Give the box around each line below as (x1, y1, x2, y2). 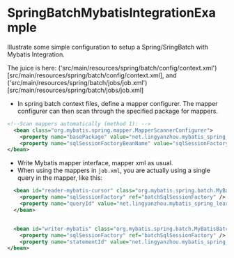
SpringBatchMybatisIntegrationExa (7, 5, 216, 21)
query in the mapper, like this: (17, 174, 103, 182)
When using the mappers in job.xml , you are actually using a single (17, 166, 211, 175)
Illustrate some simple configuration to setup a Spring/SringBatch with (7, 43, 209, 51)
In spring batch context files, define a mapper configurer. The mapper (17, 99, 218, 107)
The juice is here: (7, 63, 57, 72)
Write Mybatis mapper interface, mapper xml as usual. (17, 159, 173, 167)
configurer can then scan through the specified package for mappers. (17, 107, 218, 115)
